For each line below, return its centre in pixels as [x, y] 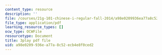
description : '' [21, 14]
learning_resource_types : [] [34, 27]
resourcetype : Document [29, 36]
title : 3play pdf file [28, 41]
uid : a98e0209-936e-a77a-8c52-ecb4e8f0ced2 [49, 45]
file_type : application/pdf [33, 23]
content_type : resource [29, 9]
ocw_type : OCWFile [23, 32]
